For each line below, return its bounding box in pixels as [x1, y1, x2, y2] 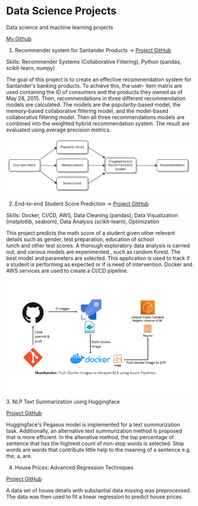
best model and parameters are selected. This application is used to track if [6, 254, 190, 262]
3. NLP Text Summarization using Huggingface [6, 398, 120, 405]
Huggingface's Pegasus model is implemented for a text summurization [6, 421, 180, 428]
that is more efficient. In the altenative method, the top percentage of [6, 433, 174, 440]
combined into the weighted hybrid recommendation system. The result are [6, 120, 190, 127]
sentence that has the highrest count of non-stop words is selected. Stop [6, 440, 184, 447]
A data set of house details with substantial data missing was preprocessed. [6, 486, 191, 494]
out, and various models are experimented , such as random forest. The [6, 249, 181, 256]
